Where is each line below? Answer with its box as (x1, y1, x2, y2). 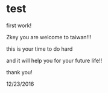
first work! (6, 22, 32, 29)
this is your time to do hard (6, 45, 73, 53)
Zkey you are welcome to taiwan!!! (6, 33, 92, 40)
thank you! (6, 68, 33, 75)
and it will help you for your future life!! (6, 57, 103, 64)
